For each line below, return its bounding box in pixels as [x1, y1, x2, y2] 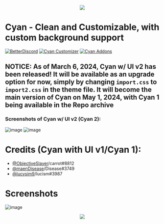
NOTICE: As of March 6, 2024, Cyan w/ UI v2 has [5, 62, 157, 71]
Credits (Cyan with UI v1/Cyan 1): [5, 144, 141, 155]
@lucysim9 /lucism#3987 [12, 170, 63, 176]
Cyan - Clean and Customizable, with [5, 22, 160, 33]
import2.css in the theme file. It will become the [5, 85, 152, 94]
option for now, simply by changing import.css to [5, 78, 157, 86]
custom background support [5, 32, 124, 43]
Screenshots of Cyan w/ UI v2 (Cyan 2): [5, 115, 101, 122]
